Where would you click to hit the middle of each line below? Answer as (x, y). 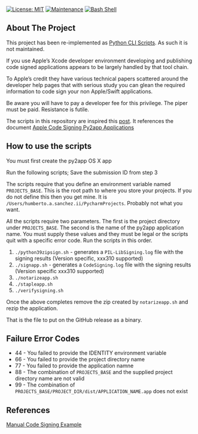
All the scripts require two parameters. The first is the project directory (93, 221)
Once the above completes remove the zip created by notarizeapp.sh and (97, 302)
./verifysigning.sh (39, 291)
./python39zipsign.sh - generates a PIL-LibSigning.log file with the (99, 252)
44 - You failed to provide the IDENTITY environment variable (91, 353)
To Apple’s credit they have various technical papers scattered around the (97, 79)
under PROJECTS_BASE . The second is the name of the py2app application (95, 228)
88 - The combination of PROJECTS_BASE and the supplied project (94, 372)
